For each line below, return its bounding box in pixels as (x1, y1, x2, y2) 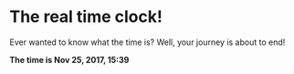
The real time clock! (9, 6, 163, 27)
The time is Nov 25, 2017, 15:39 (9, 54, 130, 65)
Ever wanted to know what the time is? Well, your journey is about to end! (9, 37, 286, 48)
